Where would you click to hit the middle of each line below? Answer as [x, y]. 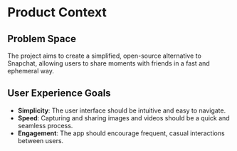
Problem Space [42, 39]
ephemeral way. [31, 71]
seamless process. [45, 125]
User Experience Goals [59, 93]
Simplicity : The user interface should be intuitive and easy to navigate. [122, 110]
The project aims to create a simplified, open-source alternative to [104, 56]
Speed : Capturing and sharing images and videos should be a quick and [123, 118]
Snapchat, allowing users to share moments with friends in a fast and [109, 63]
